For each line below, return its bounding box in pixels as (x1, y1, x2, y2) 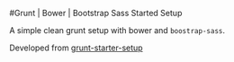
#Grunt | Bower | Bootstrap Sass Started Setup (9, 8, 183, 18)
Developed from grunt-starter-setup (9, 42, 143, 53)
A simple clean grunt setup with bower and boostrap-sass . (9, 25, 226, 35)
